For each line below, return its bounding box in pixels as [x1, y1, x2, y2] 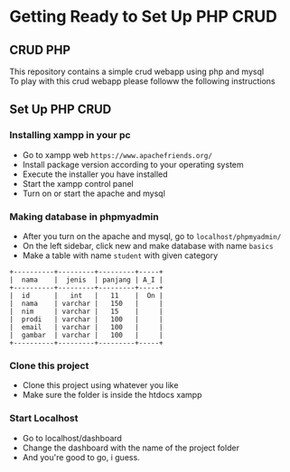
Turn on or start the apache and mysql [22, 188, 165, 199]
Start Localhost [9, 412, 79, 425]
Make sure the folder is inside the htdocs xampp [22, 390, 202, 401]
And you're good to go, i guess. [22, 451, 140, 462]
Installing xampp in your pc [9, 129, 131, 142]
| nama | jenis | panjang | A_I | [9, 275, 164, 284]
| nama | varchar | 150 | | [9, 299, 164, 308]
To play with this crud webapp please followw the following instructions [9, 76, 276, 87]
